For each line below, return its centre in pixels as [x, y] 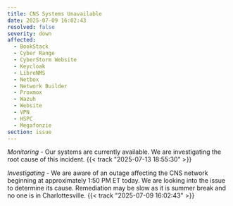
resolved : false [31, 27]
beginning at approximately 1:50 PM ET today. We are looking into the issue [116, 181]
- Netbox [26, 79]
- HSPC [23, 119]
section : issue [30, 132]
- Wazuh [25, 99]
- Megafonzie [33, 125]
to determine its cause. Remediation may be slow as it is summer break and [117, 188]
